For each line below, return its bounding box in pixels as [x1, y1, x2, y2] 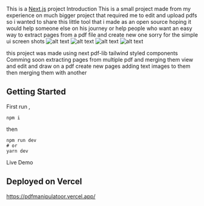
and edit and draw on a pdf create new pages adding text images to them [6, 62, 191, 70]
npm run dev [6, 137, 37, 143]
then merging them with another [6, 69, 87, 76]
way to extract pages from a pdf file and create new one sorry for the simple [6, 31, 199, 39]
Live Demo [6, 158, 33, 166]
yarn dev [6, 148, 29, 154]
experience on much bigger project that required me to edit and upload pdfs [6, 12, 197, 19]
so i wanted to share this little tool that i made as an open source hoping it [6, 18, 192, 25]
